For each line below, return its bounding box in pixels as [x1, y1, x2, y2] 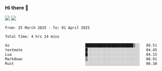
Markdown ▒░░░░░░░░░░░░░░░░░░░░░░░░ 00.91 [5, 56, 158, 61]
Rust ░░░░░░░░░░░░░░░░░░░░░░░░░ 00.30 [5, 61, 158, 66]
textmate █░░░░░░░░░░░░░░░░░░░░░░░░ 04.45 [5, 47, 158, 53]
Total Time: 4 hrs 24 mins [5, 34, 60, 39]
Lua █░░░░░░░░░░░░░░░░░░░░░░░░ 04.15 [5, 52, 158, 57]
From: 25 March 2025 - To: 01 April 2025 [5, 25, 90, 31]
